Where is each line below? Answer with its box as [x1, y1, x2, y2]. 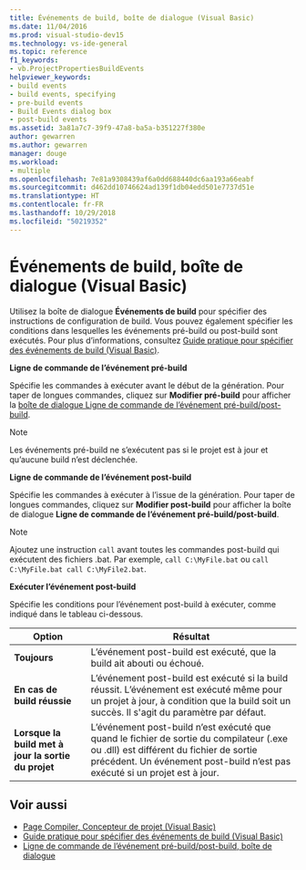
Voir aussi [9, 797, 67, 813]
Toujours [14, 651, 54, 664]
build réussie [14, 694, 72, 707]
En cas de [14, 683, 57, 696]
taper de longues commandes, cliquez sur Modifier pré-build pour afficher [9, 389, 291, 400]
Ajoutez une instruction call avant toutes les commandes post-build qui [9, 544, 280, 554]
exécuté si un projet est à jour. [90, 766, 220, 779]
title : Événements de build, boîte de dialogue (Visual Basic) [9, 13, 255, 23]
